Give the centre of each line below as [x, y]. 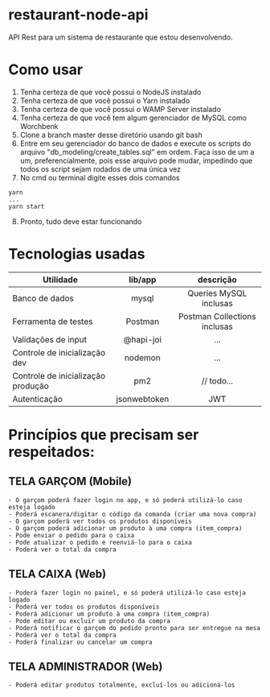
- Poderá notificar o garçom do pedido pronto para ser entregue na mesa [135, 628]
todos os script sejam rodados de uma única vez [100, 169]
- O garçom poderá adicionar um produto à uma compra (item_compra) [125, 528]
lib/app [142, 280]
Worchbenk [39, 126]
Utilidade [60, 280]
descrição [217, 280]
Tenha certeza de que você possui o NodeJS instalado [110, 92]
